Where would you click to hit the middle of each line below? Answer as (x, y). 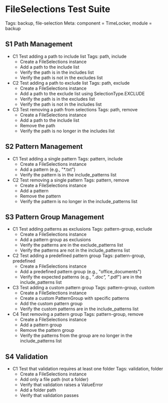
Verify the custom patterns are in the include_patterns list (79, 309)
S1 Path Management (39, 44)
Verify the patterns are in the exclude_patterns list (71, 245)
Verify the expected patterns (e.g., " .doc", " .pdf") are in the (81, 277)
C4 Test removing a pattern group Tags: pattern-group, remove (78, 314)
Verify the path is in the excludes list (57, 99)
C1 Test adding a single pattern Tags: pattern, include (67, 158)
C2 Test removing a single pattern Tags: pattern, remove (71, 180)
